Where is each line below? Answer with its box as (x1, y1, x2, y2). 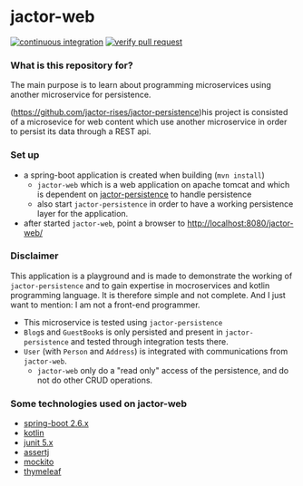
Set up (10, 149, 40, 161)
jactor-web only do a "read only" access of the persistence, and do (36, 364, 289, 375)
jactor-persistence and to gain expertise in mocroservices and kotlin (10, 279, 270, 291)
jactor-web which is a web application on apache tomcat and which (36, 179, 290, 190)
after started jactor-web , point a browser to (23, 218, 186, 228)
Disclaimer (10, 249, 59, 262)
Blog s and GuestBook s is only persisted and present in (23, 326, 223, 337)
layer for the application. (36, 208, 129, 219)
